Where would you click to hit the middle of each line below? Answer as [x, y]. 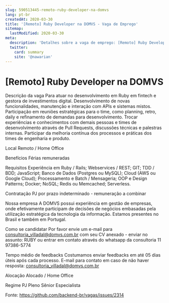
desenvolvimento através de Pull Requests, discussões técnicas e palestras [83, 128]
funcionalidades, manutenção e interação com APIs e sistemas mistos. [78, 106]
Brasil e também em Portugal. [36, 219]
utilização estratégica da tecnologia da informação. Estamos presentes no [82, 214]
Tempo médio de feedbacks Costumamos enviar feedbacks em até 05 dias [83, 255]
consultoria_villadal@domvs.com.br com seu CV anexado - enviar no [76, 234]
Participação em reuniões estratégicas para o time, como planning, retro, [81, 112]
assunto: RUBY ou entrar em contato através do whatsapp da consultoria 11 [83, 240]
